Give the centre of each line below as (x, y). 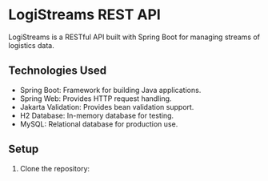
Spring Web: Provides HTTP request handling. (96, 99)
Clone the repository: (55, 168)
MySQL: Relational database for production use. (99, 124)
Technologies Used (57, 71)
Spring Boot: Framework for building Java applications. (110, 90)
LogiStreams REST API (85, 15)
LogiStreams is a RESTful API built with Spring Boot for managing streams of (134, 37)
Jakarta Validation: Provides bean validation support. (107, 107)
